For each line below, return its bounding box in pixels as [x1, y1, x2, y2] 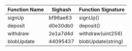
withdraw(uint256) [79, 30, 123, 37]
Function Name [7, 6, 44, 13]
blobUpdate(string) [79, 38, 124, 45]
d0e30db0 [49, 22, 74, 29]
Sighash [52, 6, 72, 13]
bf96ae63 [49, 15, 72, 21]
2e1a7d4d [49, 30, 74, 37]
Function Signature [79, 6, 125, 13]
